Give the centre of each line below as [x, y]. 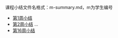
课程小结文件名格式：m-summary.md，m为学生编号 [59, 7]
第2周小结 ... [25, 24]
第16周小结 [24, 30]
